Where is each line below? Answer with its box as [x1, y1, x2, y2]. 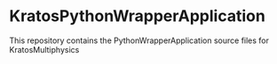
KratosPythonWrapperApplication [9, 6, 266, 26]
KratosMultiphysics [9, 44, 80, 54]
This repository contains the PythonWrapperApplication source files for [9, 35, 269, 46]
